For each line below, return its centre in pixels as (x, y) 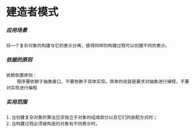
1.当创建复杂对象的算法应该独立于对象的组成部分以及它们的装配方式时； (82, 118)
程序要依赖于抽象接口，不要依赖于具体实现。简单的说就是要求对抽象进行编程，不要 (103, 82)
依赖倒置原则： (22, 75)
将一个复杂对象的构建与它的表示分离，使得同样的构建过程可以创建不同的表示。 (88, 46)
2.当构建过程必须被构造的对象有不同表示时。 (53, 124)
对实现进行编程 (22, 88)
